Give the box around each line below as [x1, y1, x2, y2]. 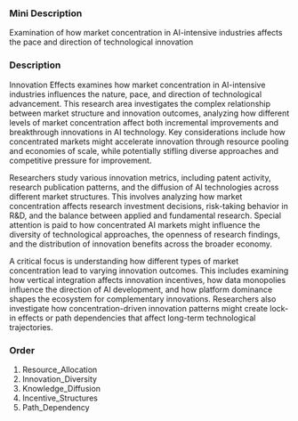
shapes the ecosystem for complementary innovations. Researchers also [9, 293, 277, 304]
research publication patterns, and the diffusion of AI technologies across [9, 182, 279, 192]
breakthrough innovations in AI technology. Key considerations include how [9, 126, 286, 137]
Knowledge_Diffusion [21, 383, 101, 393]
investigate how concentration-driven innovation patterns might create [9, 303, 269, 313]
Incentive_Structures [21, 393, 98, 403]
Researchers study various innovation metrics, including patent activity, [9, 172, 271, 182]
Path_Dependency [21, 401, 91, 412]
